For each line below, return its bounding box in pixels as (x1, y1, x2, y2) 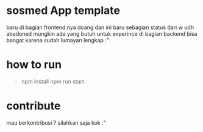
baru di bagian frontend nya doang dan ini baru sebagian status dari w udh (6, 24, 194, 31)
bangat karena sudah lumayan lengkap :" (6, 36, 110, 44)
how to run (6, 58, 62, 71)
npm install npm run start (21, 78, 84, 85)
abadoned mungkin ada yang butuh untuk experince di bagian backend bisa (6, 30, 198, 37)
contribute (6, 99, 61, 113)
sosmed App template (6, 4, 121, 18)
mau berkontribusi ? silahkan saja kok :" (6, 119, 107, 126)
